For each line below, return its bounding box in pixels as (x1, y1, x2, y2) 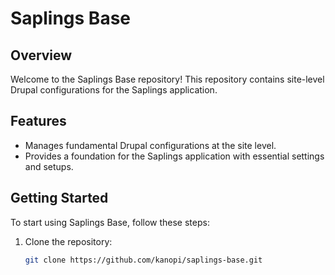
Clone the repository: (24, 235, 113, 247)
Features (10, 113, 67, 130)
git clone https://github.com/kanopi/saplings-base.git (24, 255, 263, 265)
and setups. (24, 160, 74, 172)
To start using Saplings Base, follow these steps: (10, 216, 210, 228)
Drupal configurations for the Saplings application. (10, 84, 218, 96)
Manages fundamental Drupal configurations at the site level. (24, 139, 277, 151)
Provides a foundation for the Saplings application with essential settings (24, 150, 325, 162)
